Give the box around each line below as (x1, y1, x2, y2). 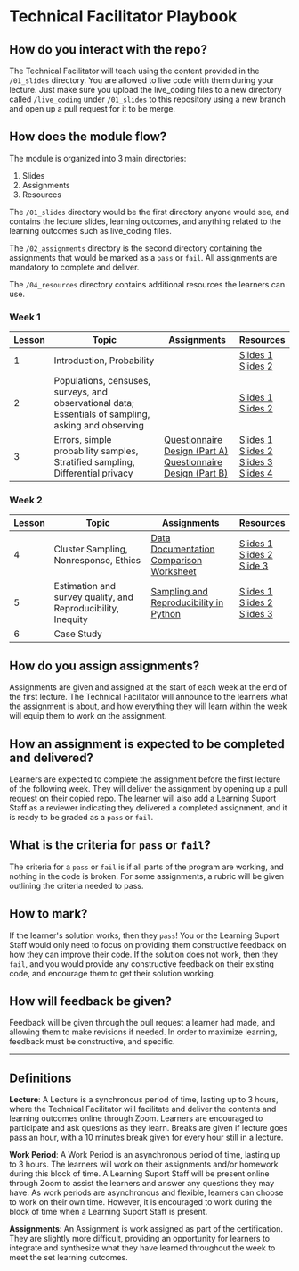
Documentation (150, 543, 215, 555)
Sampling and (150, 586, 209, 598)
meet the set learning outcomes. (9, 1252, 128, 1263)
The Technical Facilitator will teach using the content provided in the (9, 65, 260, 76)
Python (150, 608, 181, 620)
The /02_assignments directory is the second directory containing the (9, 243, 263, 253)
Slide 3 (238, 560, 269, 572)
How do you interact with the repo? (9, 42, 207, 57)
